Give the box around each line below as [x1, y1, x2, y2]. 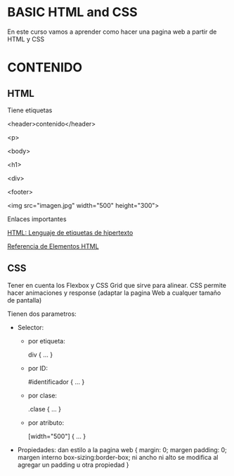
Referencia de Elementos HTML [7, 242, 100, 250]
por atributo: [27, 418, 65, 427]
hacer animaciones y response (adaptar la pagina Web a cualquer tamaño [7, 289, 221, 297]
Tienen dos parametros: [7, 310, 77, 318]
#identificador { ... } [27, 377, 85, 386]
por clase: [27, 391, 58, 399]
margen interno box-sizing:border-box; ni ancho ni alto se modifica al [17, 453, 219, 461]
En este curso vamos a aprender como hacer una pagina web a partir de [7, 27, 217, 36]
